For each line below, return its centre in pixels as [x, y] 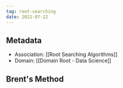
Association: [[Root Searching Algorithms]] [66, 54]
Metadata [24, 41]
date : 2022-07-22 [27, 17]
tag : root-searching [31, 11]
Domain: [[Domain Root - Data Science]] [63, 61]
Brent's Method [35, 79]
